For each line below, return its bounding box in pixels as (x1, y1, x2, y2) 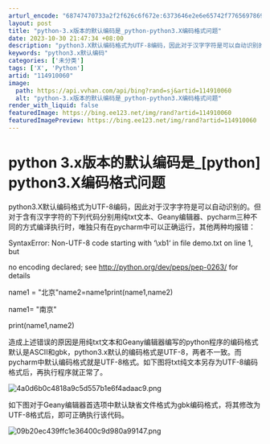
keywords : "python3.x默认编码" (8, 49, 108, 57)
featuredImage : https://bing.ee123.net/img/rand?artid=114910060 (8, 109, 231, 117)
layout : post (8, 19, 52, 27)
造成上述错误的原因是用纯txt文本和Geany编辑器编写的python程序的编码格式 (8, 337, 259, 347)
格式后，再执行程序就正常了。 (8, 367, 107, 376)
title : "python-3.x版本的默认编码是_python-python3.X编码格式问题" (8, 27, 223, 35)
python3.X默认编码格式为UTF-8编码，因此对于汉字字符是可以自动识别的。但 (8, 202, 261, 212)
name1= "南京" (8, 304, 58, 314)
